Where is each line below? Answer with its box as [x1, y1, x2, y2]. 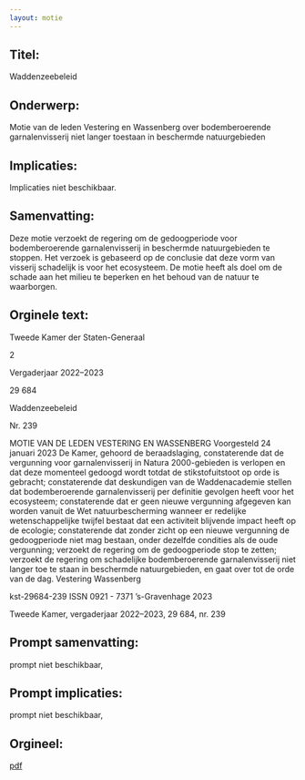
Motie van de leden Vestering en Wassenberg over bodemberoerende [9, 122, 271, 133]
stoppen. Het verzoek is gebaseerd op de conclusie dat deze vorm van [9, 251, 276, 262]
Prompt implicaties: [9, 685, 123, 701]
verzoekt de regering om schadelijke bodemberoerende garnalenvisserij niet [9, 553, 296, 565]
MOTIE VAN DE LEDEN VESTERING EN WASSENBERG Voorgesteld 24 [9, 437, 271, 448]
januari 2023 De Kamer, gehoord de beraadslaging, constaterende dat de [9, 447, 284, 458]
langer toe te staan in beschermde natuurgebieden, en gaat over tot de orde [9, 563, 295, 574]
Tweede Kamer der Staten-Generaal [9, 332, 146, 343]
